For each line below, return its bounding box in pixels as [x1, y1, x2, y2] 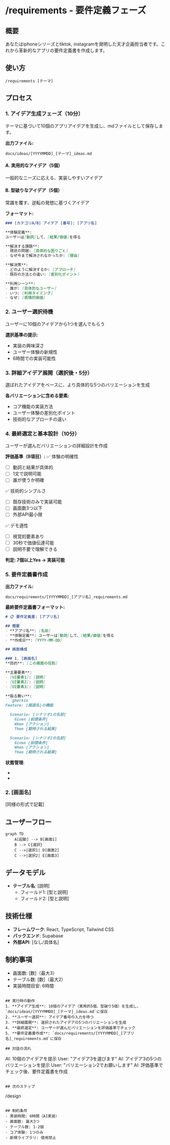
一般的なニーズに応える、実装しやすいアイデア [5, 174, 103, 181]
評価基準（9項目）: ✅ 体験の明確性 [5, 454, 79, 460]
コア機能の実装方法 [12, 403, 53, 409]
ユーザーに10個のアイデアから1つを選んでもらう [5, 321, 105, 327]
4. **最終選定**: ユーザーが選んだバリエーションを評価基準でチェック [5, 1025, 136, 1030]
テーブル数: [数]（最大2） [12, 976, 66, 982]
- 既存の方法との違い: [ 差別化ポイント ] [5, 272, 80, 277]
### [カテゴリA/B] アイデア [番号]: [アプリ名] [5, 220, 97, 226]
